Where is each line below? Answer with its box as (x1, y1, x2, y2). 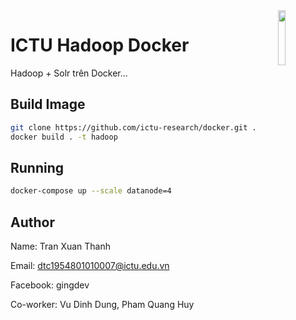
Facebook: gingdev (10, 279, 90, 291)
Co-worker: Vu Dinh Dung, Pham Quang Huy (10, 299, 195, 310)
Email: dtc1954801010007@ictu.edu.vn (10, 260, 170, 271)
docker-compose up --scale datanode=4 (10, 186, 172, 196)
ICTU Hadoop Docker (10, 34, 190, 57)
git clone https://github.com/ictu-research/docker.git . (10, 122, 257, 133)
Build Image (10, 96, 86, 113)
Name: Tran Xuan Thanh (10, 240, 112, 252)
